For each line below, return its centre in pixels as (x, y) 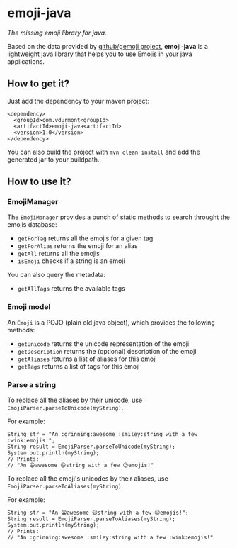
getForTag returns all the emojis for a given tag (85, 238)
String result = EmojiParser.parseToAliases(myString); (91, 519)
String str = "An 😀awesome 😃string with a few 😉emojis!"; (98, 513)
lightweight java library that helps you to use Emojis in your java (100, 54)
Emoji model (29, 307)
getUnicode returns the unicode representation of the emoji (103, 343)
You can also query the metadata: (57, 275)
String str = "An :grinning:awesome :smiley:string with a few (103, 435)
